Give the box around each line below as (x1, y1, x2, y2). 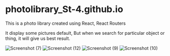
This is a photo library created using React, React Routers (5, 20, 126, 26)
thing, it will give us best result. (5, 35, 70, 41)
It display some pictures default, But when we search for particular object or (5, 30, 165, 36)
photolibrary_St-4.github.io (5, 4, 124, 15)
